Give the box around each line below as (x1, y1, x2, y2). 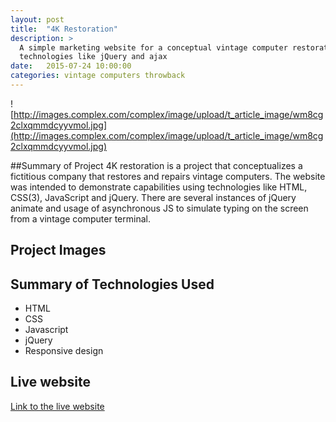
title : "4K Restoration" (10, 24, 118, 34)
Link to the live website (10, 400, 105, 412)
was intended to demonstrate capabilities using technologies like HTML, (10, 181, 308, 193)
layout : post (10, 14, 65, 25)
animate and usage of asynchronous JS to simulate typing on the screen (10, 202, 309, 214)
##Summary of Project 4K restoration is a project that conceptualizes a (10, 159, 303, 171)
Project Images (10, 242, 107, 259)
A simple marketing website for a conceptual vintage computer (19, 42, 288, 53)
